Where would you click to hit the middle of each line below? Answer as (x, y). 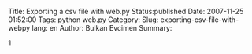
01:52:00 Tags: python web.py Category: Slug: (83, 20)
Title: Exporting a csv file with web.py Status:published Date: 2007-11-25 (126, 11)
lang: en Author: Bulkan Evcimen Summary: (102, 28)
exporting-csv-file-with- (200, 20)
